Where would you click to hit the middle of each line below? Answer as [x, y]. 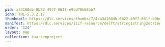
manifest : [15, 23]
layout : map [17, 32]
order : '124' [18, 28]
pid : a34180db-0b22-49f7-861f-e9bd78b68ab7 [50, 10]
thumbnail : [16, 19]
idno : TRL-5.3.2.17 [25, 14]
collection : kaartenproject [34, 37]
